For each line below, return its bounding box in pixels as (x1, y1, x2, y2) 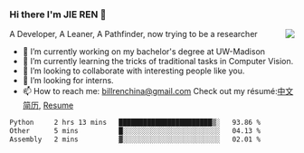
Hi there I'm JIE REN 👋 (9, 8, 107, 21)
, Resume (38, 100, 74, 111)
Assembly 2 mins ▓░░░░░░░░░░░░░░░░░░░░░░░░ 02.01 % (9, 135, 261, 144)
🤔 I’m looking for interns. (22, 75, 115, 86)
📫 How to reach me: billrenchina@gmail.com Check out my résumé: (22, 86, 278, 97)
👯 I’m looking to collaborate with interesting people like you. (22, 65, 245, 76)
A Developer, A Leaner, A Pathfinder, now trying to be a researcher (9, 29, 258, 40)
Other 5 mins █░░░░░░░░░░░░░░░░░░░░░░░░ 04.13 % (9, 127, 261, 136)
